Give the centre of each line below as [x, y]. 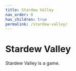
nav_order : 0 [19, 15]
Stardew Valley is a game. [33, 63]
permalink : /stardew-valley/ [36, 24]
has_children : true [26, 19]
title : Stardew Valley [30, 10]
